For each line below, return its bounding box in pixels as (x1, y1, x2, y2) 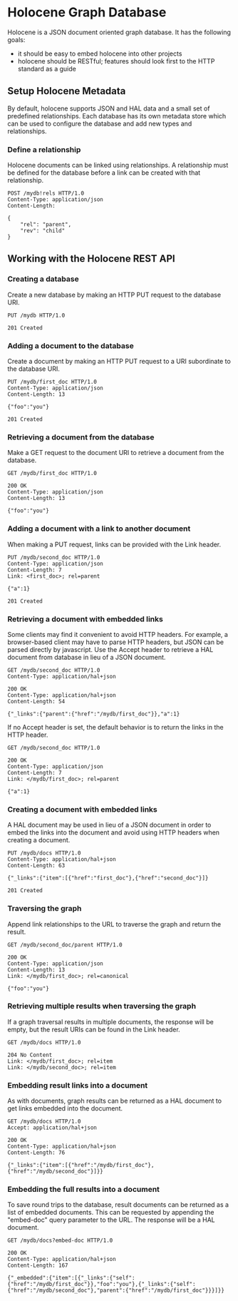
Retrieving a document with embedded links (7, 614, 164, 624)
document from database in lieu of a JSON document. (7, 653, 166, 661)
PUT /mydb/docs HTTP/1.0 (7, 850, 81, 857)
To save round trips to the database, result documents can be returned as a (7, 1200, 229, 1209)
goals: (7, 35, 26, 44)
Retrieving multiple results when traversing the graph (7, 1001, 197, 1011)
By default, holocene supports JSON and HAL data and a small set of (7, 104, 210, 113)
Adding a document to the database (7, 340, 134, 350)
